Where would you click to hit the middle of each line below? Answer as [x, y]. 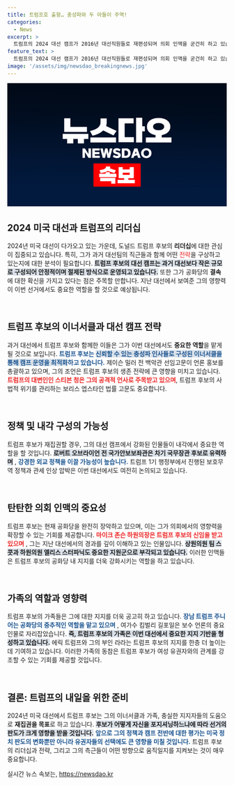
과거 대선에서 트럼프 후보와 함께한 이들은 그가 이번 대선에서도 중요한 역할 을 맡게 [115, 345]
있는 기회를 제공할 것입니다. [65, 660]
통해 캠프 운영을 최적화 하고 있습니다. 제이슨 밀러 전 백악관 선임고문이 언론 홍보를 [116, 362]
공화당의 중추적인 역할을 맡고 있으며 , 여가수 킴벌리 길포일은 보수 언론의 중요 [122, 625]
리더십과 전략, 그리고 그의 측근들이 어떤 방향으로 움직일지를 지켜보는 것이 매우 [119, 751]
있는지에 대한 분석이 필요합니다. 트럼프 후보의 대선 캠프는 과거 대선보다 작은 [109, 263]
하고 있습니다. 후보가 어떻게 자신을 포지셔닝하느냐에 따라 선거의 [142, 724]
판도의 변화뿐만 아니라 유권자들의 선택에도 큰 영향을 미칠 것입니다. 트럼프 [112, 742]
